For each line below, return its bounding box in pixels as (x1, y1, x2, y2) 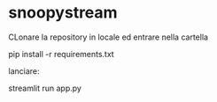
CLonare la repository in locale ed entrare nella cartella (8, 32, 209, 42)
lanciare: (8, 65, 41, 76)
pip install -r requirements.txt (8, 48, 114, 59)
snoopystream (8, 3, 118, 23)
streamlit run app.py (8, 83, 81, 93)
